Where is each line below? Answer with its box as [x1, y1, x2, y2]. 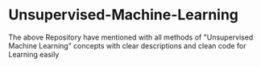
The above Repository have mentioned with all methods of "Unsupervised [8, 32, 254, 42]
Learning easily [8, 49, 60, 59]
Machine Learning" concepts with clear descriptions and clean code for [8, 40, 247, 50]
